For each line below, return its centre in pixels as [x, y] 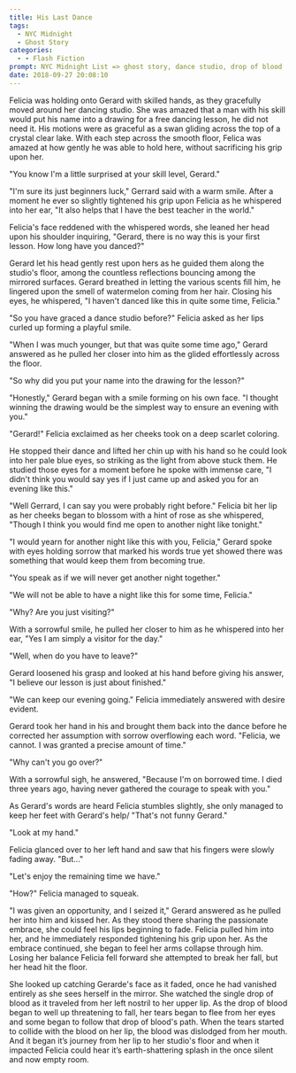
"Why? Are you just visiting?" [62, 611]
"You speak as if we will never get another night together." [115, 578]
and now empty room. [49, 1059]
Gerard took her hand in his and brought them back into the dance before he [148, 726]
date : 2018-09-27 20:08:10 [59, 75]
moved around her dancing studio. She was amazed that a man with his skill [147, 109]
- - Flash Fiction [51, 58]
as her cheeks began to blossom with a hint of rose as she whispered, [137, 515]
